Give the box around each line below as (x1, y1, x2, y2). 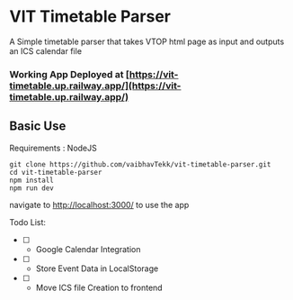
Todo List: (9, 216, 47, 227)
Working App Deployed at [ (9, 68, 130, 80)
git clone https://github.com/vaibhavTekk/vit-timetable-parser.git (9, 159, 271, 168)
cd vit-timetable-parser (9, 168, 102, 177)
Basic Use (9, 119, 67, 134)
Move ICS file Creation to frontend (35, 282, 164, 293)
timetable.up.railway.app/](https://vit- (9, 79, 182, 92)
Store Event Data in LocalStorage (35, 263, 159, 274)
